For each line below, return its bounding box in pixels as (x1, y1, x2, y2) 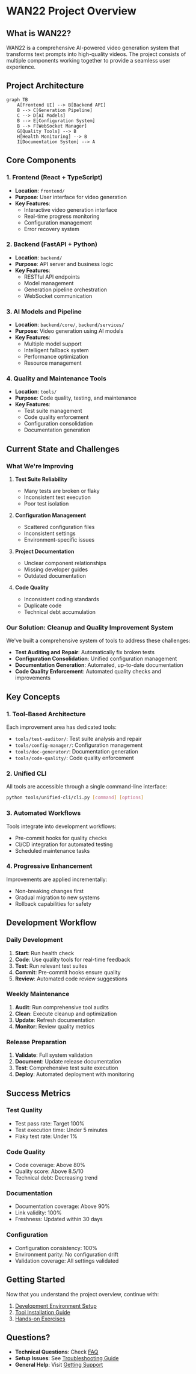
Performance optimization (23, 353, 89, 361)
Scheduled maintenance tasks (14, 847, 90, 854)
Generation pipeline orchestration (23, 286, 107, 293)
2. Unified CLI (6, 769, 47, 778)
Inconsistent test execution (23, 494, 91, 501)
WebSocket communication (23, 292, 93, 299)
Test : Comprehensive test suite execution (14, 1064, 118, 1072)
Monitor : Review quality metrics (14, 1023, 94, 1030)
